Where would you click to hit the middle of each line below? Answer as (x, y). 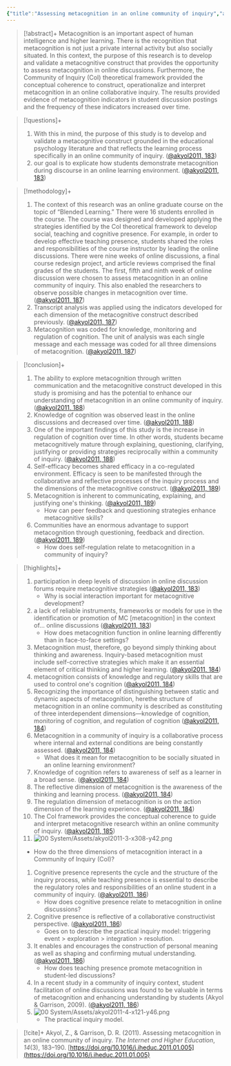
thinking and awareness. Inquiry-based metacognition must (118, 655)
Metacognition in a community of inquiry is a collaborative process (128, 735)
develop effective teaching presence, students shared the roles (123, 241)
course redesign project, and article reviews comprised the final (124, 263)
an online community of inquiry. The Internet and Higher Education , (119, 1040)
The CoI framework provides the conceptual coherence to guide (125, 816)
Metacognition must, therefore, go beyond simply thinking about (125, 647)
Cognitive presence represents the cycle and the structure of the (125, 872)
